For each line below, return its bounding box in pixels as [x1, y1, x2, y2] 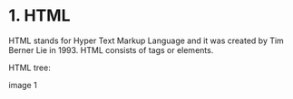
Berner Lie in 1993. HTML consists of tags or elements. [8, 44, 214, 55]
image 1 [8, 79, 37, 90]
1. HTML [8, 5, 71, 26]
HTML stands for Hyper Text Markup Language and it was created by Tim [8, 35, 285, 46]
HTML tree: [8, 62, 51, 73]
